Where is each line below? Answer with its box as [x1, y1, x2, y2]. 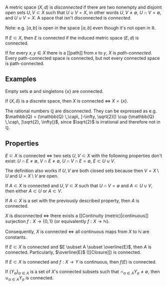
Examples [5, 75, 36, 83]
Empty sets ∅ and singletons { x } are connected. [5, 88, 103, 94]
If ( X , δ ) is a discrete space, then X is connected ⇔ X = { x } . [5, 97, 128, 104]
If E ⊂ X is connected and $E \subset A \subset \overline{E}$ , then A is [5, 243, 151, 249]
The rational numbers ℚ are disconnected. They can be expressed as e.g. [5, 107, 157, 114]
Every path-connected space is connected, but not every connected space [5, 55, 160, 61]
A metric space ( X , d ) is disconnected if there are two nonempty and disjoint [5, 4, 162, 10]
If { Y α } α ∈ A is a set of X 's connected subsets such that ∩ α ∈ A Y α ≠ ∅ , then [5, 268, 160, 275]
